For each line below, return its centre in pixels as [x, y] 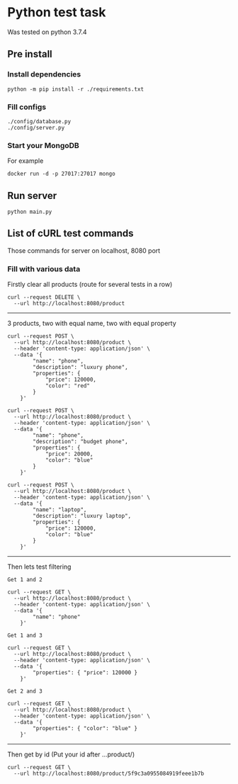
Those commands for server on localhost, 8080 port [84, 250]
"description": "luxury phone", [81, 368]
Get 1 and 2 [25, 580]
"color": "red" [68, 386]
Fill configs [27, 107]
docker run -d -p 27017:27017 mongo [61, 174]
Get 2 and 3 [25, 691]
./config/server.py [36, 127]
